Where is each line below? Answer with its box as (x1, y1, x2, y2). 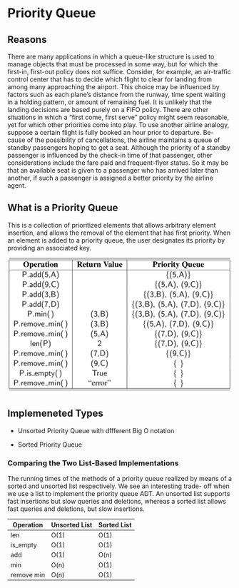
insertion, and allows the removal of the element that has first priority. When (7, 228, 231, 237)
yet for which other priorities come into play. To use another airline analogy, (7, 121, 230, 129)
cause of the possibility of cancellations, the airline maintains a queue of (7, 136, 220, 144)
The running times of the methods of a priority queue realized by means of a (7, 475, 233, 483)
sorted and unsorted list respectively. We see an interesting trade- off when (7, 482, 230, 490)
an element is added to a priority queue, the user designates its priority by (7, 235, 225, 244)
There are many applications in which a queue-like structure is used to (7, 52, 215, 61)
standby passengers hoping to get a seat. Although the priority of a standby (7, 143, 230, 151)
